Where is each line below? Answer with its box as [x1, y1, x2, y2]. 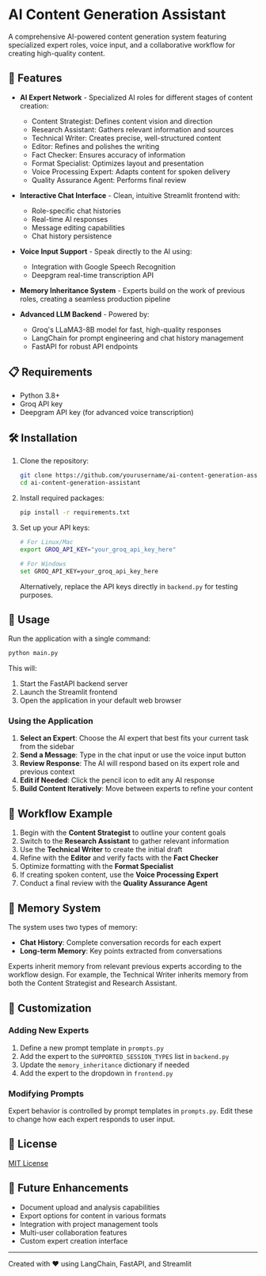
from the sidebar [19, 742, 74, 752]
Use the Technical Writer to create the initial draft [19, 845, 183, 855]
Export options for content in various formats [19, 1210, 166, 1221]
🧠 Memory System [8, 901, 101, 915]
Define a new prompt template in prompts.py [19, 1043, 165, 1053]
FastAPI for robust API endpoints [31, 341, 139, 351]
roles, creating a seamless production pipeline [19, 294, 171, 303]
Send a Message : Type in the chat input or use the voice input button [19, 750, 247, 760]
